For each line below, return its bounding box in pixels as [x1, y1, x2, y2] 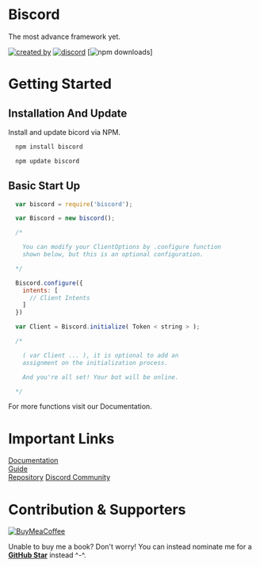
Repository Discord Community [8, 473, 111, 482]
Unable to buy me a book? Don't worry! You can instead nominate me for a [8, 542, 252, 552]
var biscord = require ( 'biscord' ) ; [15, 200, 133, 208]
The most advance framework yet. [8, 32, 121, 41]
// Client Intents [29, 293, 90, 302]
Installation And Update [8, 106, 128, 120]
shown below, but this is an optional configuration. [22, 251, 204, 259]
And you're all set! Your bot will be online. [22, 373, 179, 381]
